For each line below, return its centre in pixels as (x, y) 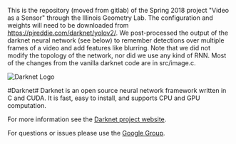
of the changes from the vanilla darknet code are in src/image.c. (102, 63)
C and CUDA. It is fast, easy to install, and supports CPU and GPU (104, 98)
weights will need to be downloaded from (68, 25)
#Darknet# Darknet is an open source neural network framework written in (117, 90)
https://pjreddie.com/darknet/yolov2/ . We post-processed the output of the (118, 33)
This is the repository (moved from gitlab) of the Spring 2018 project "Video (118, 10)
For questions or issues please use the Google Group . (86, 133)
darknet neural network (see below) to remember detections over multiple (116, 40)
